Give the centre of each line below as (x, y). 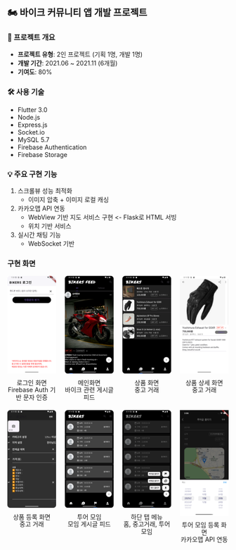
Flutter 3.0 (32, 110)
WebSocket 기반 (51, 244)
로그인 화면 (32, 382)
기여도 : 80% (35, 72)
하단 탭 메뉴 (147, 517)
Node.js (29, 117)
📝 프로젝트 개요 (31, 37)
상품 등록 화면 (32, 517)
